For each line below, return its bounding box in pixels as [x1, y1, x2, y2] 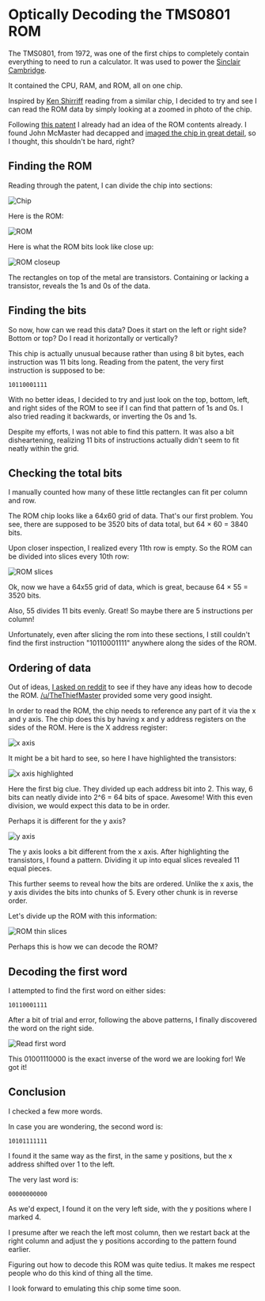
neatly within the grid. [8, 443, 79, 453]
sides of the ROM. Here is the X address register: [8, 723, 168, 733]
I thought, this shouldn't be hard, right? [8, 136, 135, 146]
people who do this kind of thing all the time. [8, 1268, 153, 1277]
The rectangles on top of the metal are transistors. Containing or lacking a [8, 272, 249, 282]
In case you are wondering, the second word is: [8, 1121, 164, 1131]
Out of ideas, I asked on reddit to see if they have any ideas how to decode [8, 682, 253, 692]
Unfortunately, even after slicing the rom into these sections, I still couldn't [8, 630, 251, 639]
